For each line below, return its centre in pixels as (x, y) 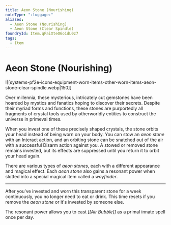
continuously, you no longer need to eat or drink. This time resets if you (80, 197)
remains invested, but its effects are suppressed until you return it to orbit (82, 150)
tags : (11, 39)
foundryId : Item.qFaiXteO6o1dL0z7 (42, 34)
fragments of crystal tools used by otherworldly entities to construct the (81, 114)
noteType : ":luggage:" (29, 15)
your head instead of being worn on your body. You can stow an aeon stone (85, 134)
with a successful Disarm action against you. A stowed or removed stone (82, 145)
